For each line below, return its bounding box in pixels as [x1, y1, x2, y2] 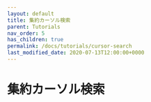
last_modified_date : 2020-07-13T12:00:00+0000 [7, 50, 145, 57]
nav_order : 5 [7, 29, 45, 37]
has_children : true [7, 36, 64, 43]
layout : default [7, 10, 54, 17]
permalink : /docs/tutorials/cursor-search [7, 43, 132, 50]
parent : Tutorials [7, 23, 61, 30]
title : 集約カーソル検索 [7, 17, 71, 24]
